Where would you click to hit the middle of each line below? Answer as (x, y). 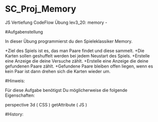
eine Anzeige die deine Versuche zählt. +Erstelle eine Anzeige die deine (77, 61)
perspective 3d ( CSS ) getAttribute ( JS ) (46, 105)
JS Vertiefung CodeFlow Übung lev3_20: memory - (56, 22)
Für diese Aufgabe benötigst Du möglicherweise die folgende (66, 90)
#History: (14, 114)
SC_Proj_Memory (41, 9)
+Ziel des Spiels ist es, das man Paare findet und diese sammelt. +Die (75, 51)
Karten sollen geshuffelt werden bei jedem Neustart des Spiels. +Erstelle (78, 56)
